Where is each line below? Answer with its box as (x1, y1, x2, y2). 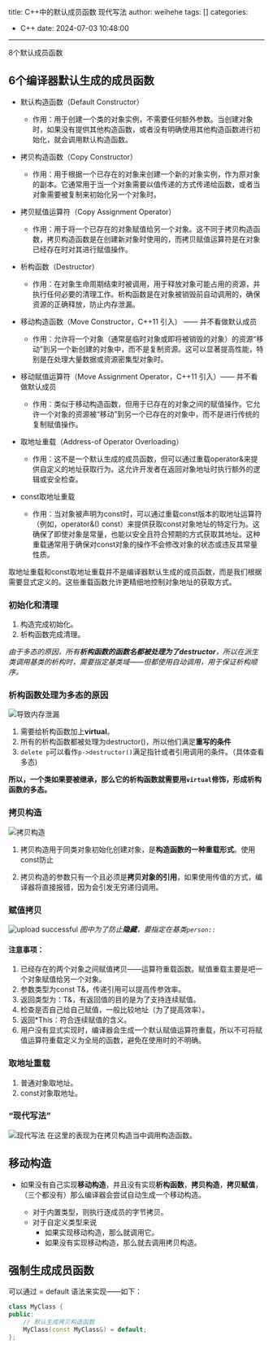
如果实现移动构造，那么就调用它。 (44, 1227, 159, 1237)
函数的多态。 (8, 784, 51, 795)
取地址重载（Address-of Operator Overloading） (19, 436, 184, 446)
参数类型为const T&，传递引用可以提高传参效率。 (19, 984, 185, 994)
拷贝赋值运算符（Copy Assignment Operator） (19, 207, 176, 216)
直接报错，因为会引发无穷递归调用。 (41, 882, 163, 892)
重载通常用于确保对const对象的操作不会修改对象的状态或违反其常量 (32, 539, 258, 549)
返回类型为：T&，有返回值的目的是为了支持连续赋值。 (19, 995, 201, 1005)
